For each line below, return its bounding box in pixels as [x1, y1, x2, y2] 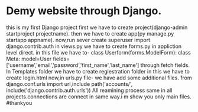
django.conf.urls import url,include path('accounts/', [6, 80, 133, 87]
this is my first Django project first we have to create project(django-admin [6, 24, 188, 31]
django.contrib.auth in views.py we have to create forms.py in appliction [6, 43, 182, 50]
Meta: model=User [6, 55, 52, 62]
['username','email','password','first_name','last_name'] [6, 61, 139, 69]
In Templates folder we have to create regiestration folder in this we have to [6, 68, 190, 75]
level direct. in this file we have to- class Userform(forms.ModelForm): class [6, 49, 191, 56]
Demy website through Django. [6, 4, 162, 18]
